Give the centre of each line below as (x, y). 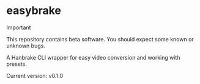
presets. (17, 64)
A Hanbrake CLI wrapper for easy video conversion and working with (93, 57)
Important (19, 27)
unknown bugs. (26, 46)
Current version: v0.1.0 (35, 75)
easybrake (34, 11)
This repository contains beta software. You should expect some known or (100, 39)
